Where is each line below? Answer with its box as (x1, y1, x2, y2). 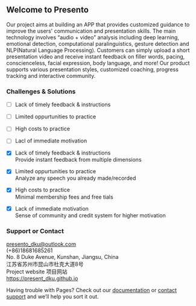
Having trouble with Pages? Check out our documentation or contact (6, 286, 177, 293)
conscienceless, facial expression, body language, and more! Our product (6, 59, 190, 66)
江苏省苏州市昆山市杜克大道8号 (6, 260, 84, 267)
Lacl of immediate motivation (14, 137, 87, 144)
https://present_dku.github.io (6, 275, 78, 282)
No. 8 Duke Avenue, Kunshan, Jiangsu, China (6, 253, 119, 260)
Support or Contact (6, 226, 65, 235)
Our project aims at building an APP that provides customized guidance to (6, 21, 190, 28)
